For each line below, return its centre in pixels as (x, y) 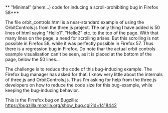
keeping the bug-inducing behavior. (42, 90)
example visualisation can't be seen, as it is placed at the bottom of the (78, 54)
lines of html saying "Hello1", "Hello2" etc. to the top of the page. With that (82, 33)
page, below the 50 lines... (33, 59)
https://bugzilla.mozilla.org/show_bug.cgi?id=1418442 (61, 105)
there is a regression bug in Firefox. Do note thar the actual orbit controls (80, 49)
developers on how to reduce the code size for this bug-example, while (79, 85)
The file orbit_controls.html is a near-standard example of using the (75, 22)
